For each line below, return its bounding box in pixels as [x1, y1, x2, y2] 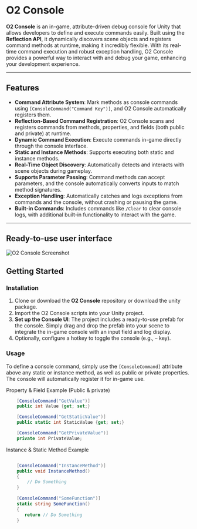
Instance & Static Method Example [6, 446, 89, 453]
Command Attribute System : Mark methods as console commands [14, 98, 178, 106]
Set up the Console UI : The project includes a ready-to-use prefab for [14, 316, 184, 323]
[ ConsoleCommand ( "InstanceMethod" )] [16, 463, 107, 468]
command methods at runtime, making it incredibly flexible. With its [6, 42, 169, 49]
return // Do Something [24, 512, 83, 518]
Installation [6, 283, 39, 292]
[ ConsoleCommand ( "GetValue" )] [16, 398, 91, 404]
